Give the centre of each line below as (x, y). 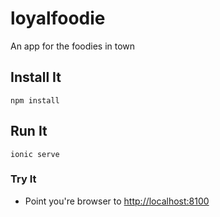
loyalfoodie (58, 18)
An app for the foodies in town (73, 46)
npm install (35, 100)
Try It (23, 179)
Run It (29, 131)
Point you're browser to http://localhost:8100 (117, 201)
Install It (36, 77)
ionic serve (35, 154)
